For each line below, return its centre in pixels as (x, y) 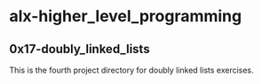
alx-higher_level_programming (126, 16)
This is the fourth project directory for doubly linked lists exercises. (132, 70)
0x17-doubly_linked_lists (79, 49)
